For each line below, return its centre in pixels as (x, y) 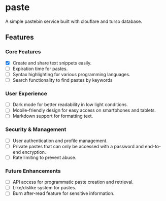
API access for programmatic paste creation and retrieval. (73, 182)
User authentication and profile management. (60, 141)
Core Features (23, 52)
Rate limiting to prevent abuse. (44, 157)
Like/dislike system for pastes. (44, 188)
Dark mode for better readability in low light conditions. (70, 105)
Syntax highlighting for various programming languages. (71, 74)
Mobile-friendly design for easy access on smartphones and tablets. (84, 110)
